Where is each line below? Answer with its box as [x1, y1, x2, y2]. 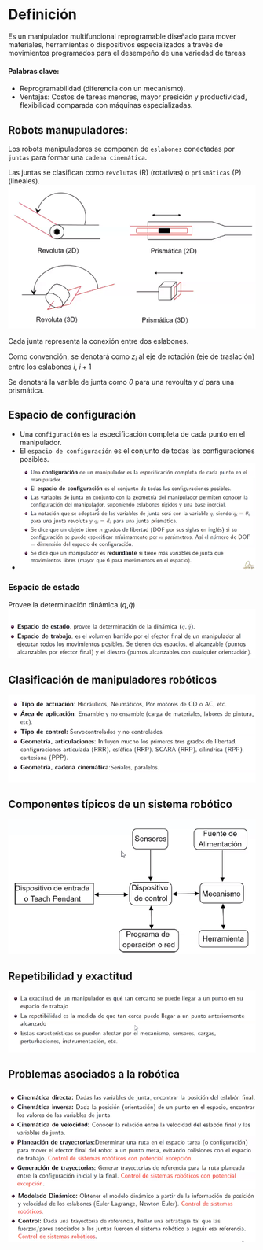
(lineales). [8, 175, 41, 186]
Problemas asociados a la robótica [8, 1067, 181, 1081]
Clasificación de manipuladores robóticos [8, 673, 217, 687]
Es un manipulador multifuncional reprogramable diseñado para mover [8, 31, 237, 41]
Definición [8, 6, 77, 24]
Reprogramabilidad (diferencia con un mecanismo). [19, 84, 186, 94]
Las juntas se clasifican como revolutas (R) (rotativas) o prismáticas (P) [8, 168, 242, 177]
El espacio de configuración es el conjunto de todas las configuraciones [19, 446, 255, 455]
